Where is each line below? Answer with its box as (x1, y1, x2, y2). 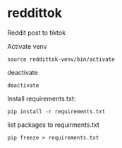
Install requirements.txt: (7, 94, 76, 103)
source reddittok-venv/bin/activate (7, 55, 115, 63)
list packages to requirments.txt (7, 120, 100, 129)
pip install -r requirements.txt (7, 108, 106, 115)
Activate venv (7, 42, 47, 50)
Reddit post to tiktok (7, 28, 66, 37)
